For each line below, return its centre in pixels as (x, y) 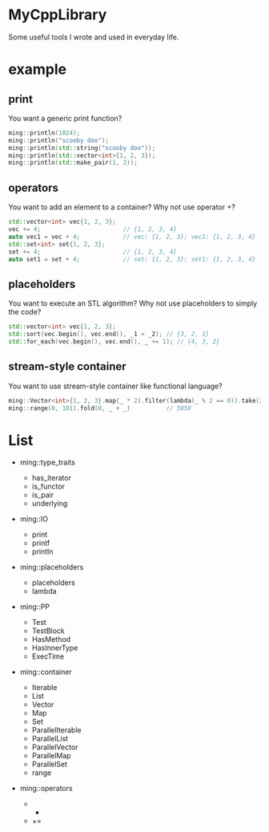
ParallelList (50, 739)
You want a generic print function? (65, 118)
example (38, 69)
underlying (50, 504)
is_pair (43, 495)
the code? (25, 312)
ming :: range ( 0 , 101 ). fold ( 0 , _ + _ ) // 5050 (100, 408)
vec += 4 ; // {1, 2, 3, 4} (93, 229)
